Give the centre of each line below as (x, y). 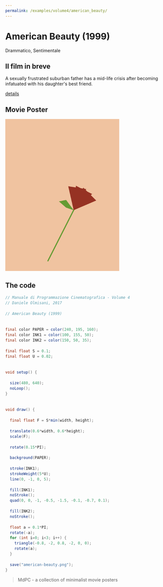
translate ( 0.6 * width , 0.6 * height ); (47, 431)
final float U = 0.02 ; (29, 356)
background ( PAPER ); (30, 458)
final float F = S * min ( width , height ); (52, 420)
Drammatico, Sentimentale (33, 50)
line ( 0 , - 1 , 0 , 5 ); (30, 479)
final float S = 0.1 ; (28, 351)
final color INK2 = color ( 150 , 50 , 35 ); (49, 340)
